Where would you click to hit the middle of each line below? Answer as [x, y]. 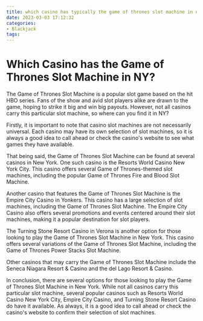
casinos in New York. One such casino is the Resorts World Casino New [96, 163]
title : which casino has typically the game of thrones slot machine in [100, 12]
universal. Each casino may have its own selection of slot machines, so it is [99, 131]
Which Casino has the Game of [85, 65]
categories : [21, 23]
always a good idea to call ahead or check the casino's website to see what [100, 138]
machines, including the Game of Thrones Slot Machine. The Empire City [97, 207]
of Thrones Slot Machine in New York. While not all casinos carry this [92, 287]
